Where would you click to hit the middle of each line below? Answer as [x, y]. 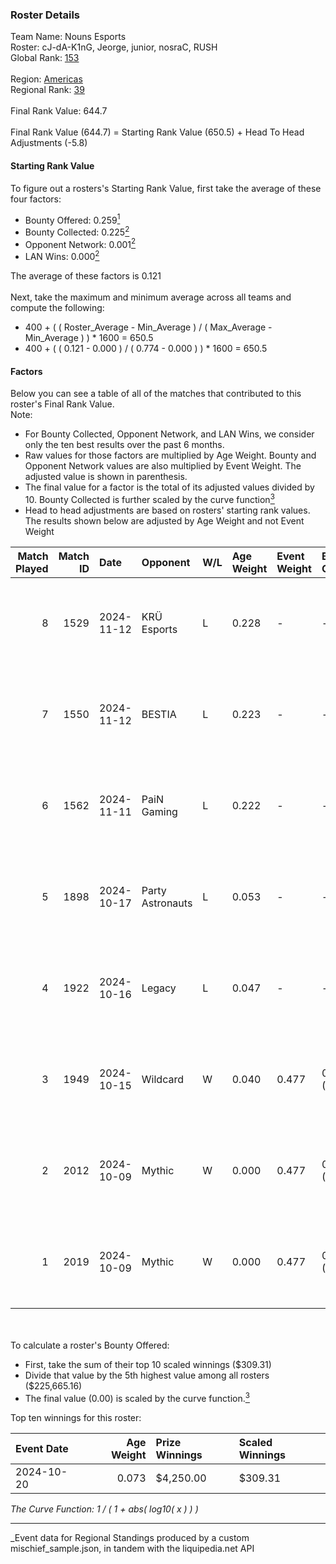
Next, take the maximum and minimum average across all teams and [151, 297]
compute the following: [57, 308]
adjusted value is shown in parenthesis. [106, 477]
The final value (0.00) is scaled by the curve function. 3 [137, 1397]
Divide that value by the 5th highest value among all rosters [147, 1375]
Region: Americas [46, 79]
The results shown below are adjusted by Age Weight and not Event [164, 520]
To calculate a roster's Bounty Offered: [90, 1345]
